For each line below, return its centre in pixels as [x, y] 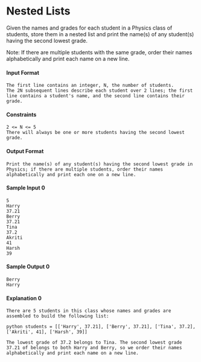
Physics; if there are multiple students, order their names [85, 169]
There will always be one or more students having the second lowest [96, 133]
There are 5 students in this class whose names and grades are [89, 311]
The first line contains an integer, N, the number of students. [90, 86]
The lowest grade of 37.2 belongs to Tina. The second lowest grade [94, 343]
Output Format [25, 151]
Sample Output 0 [28, 267]
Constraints [21, 114]
